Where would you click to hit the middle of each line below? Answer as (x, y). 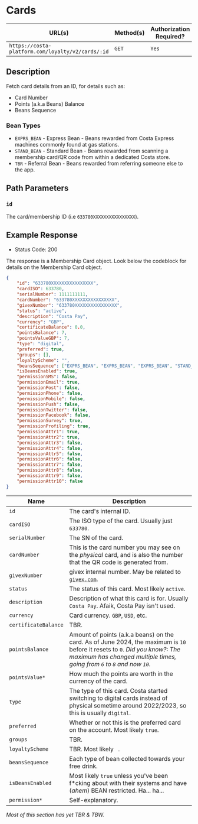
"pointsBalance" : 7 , (42, 333)
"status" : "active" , (42, 311)
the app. (25, 170)
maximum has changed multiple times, (123, 657)
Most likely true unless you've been (119, 776)
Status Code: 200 (36, 249)
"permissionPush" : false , (49, 404)
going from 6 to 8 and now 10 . (110, 664)
